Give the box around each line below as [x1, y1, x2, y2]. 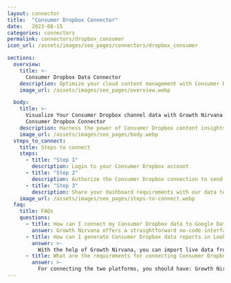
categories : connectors [7, 29, 76, 36]
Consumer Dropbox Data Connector [25, 74, 122, 81]
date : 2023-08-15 [7, 23, 63, 30]
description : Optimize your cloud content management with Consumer [19, 80, 220, 87]
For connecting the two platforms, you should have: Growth [37, 266, 214, 273]
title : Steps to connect [19, 144, 91, 151]
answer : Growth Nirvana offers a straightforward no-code [32, 227, 201, 234]
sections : [7, 54, 36, 62]
